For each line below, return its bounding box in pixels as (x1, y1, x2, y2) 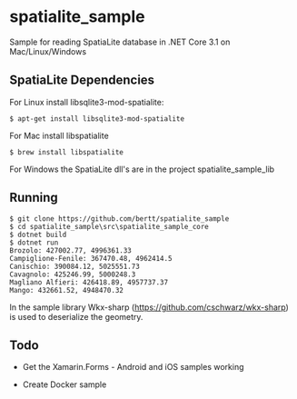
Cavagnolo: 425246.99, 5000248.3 (9, 270, 136, 279)
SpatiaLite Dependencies (9, 73, 155, 88)
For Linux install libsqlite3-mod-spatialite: (9, 96, 164, 107)
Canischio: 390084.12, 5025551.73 (9, 262, 141, 271)
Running (9, 190, 59, 205)
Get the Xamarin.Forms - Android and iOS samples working (22, 362, 244, 373)
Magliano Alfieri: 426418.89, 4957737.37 (9, 277, 169, 287)
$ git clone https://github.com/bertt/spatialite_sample (9, 214, 230, 224)
